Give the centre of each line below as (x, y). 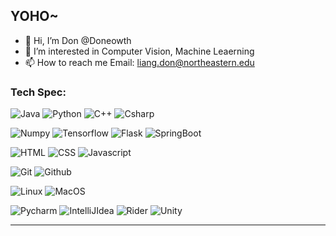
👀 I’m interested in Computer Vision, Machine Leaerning (139, 51)
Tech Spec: (38, 92)
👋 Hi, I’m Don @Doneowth (78, 40)
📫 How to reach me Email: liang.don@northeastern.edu (139, 62)
